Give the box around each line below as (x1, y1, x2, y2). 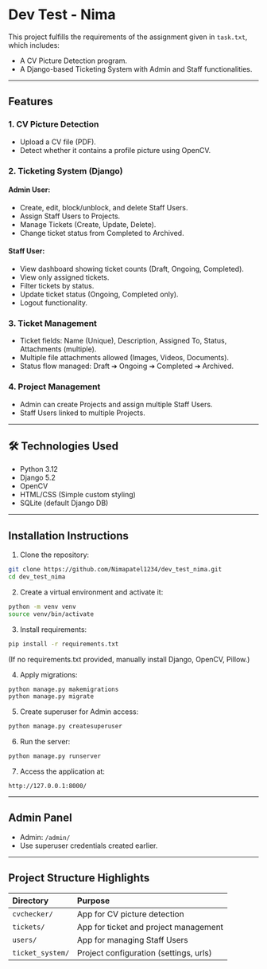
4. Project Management (8, 381, 101, 392)
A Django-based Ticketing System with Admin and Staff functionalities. (19, 64, 253, 73)
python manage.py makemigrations (8, 685, 119, 693)
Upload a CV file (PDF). (19, 137, 97, 147)
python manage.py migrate (8, 692, 94, 700)
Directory (12, 895, 49, 906)
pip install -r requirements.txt (8, 640, 119, 648)
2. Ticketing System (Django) (8, 165, 123, 176)
